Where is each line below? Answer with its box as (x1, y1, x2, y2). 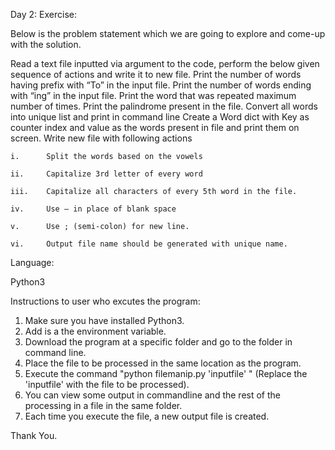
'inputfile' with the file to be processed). (24, 379, 190, 390)
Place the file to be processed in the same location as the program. (24, 357, 302, 369)
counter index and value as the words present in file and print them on (10, 122, 300, 133)
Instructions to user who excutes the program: (10, 295, 201, 307)
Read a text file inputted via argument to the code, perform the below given (10, 58, 320, 69)
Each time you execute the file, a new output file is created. (24, 410, 270, 422)
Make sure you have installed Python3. (24, 315, 185, 326)
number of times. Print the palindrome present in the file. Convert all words (10, 100, 318, 112)
